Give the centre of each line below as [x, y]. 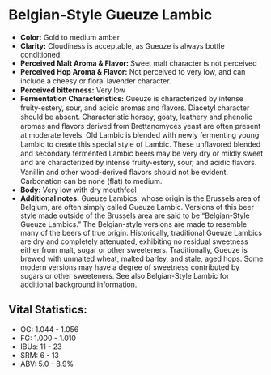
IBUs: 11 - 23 [41, 347]
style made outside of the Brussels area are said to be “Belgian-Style [135, 215]
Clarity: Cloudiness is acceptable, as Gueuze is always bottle [122, 45]
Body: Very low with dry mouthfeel [78, 190]
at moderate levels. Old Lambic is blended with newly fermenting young [140, 134]
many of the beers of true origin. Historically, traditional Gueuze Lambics [141, 232]
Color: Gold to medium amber [70, 37]
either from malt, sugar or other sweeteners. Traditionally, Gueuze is [134, 249]
